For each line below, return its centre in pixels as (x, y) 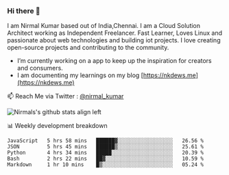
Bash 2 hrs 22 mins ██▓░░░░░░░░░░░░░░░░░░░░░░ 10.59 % (106, 159)
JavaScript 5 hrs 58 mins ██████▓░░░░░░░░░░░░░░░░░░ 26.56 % (106, 141)
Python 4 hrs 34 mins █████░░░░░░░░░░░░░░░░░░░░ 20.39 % (106, 153)
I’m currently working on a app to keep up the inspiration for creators (114, 61)
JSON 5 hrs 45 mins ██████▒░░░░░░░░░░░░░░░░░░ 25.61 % (106, 147)
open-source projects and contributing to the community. (88, 48)
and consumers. (40, 68)
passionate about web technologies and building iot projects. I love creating (114, 40)
